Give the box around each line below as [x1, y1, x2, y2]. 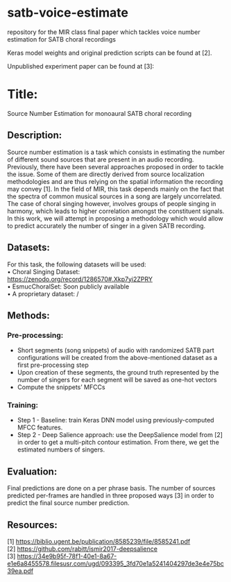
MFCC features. [17, 423, 63, 431]
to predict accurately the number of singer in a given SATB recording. [7, 221, 206, 230]
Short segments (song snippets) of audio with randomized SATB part [17, 346, 215, 354]
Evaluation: [7, 465, 58, 477]
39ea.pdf [7, 567, 33, 575]
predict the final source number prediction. [7, 499, 130, 507]
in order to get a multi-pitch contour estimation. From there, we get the [17, 438, 220, 447]
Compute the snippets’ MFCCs [17, 383, 105, 391]
